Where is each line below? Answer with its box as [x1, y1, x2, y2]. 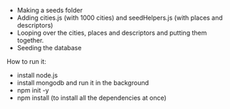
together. [16, 36, 44, 45]
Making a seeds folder [16, 6, 83, 14]
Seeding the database [16, 44, 82, 52]
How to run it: [6, 57, 47, 66]
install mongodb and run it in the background [16, 79, 150, 87]
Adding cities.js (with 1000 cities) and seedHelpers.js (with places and [16, 13, 224, 22]
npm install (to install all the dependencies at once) [16, 93, 167, 102]
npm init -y [16, 86, 49, 94]
